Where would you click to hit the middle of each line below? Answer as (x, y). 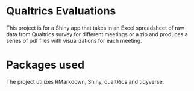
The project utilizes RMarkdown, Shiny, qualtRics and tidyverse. (85, 81)
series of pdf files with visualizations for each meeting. (74, 40)
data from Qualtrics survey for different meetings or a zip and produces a (97, 34)
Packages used (45, 65)
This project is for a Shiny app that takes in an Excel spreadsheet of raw (95, 28)
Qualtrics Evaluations (61, 11)
